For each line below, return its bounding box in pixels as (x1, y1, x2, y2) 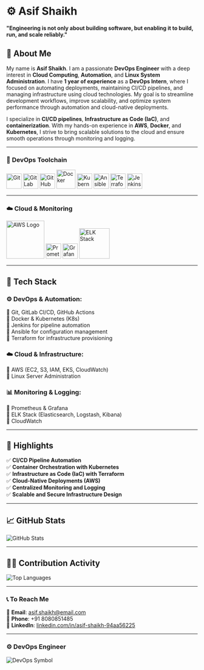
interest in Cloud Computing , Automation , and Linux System (6, 71, 160, 79)
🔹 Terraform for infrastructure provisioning (6, 335, 113, 342)
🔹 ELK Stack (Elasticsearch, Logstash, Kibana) (6, 411, 123, 418)
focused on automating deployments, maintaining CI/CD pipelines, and (6, 84, 183, 91)
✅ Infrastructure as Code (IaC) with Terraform (6, 470, 124, 478)
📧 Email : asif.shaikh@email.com (6, 609, 86, 616)
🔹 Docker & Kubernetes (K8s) (6, 315, 80, 323)
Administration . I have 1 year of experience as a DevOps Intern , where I (6, 77, 188, 85)
